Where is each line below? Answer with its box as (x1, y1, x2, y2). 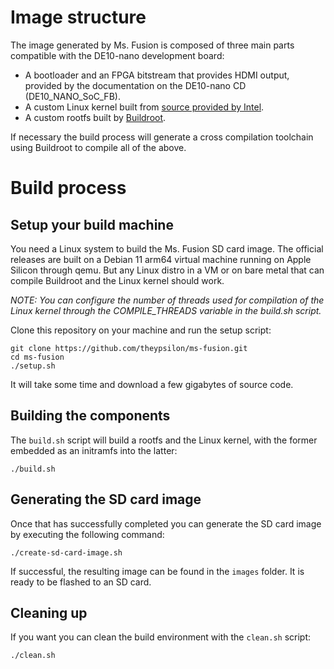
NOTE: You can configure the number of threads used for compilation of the (10, 294, 325, 306)
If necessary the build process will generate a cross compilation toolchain (10, 131, 314, 143)
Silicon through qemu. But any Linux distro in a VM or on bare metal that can (10, 264, 325, 276)
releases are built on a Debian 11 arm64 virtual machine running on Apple (10, 253, 312, 265)
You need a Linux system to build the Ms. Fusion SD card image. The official (10, 242, 324, 255)
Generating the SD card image (10, 491, 202, 508)
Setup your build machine (10, 216, 174, 233)
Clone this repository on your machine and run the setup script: (10, 324, 272, 336)
